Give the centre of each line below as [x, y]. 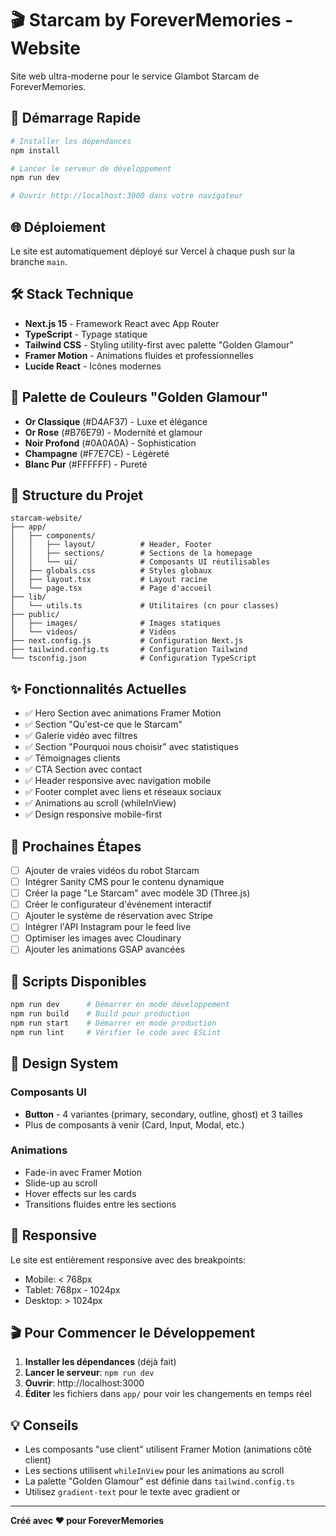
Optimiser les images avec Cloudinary [103, 938]
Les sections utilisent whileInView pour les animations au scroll [154, 1471]
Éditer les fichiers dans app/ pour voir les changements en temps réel [168, 1394]
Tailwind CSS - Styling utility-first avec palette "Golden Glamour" [159, 344]
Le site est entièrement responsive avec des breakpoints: [128, 1259]
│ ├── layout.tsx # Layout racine [109, 580]
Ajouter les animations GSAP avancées [105, 949]
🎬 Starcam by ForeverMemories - [152, 20]
